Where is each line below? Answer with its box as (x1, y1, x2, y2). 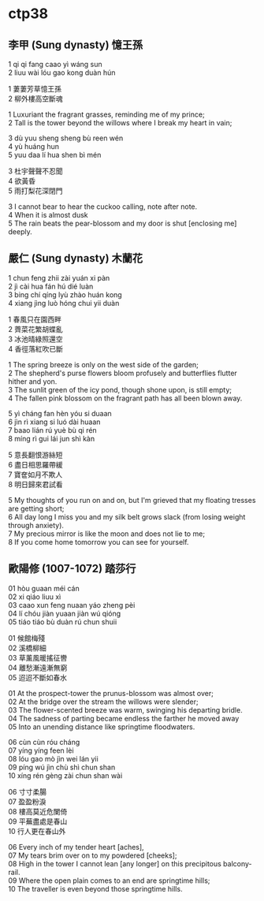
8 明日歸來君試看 (8, 479, 63, 489)
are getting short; (8, 504, 65, 513)
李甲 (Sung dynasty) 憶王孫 (8, 38, 143, 51)
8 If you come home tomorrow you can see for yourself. (8, 537, 189, 546)
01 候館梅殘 (8, 633, 46, 642)
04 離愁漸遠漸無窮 (8, 663, 68, 672)
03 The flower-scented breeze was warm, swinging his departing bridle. (8, 705, 243, 714)
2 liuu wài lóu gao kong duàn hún (8, 68, 116, 77)
